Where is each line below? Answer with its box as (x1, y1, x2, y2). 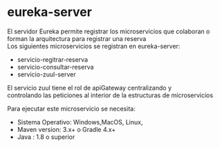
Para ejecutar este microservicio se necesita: (7, 104, 136, 113)
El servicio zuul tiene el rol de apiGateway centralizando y (7, 83, 172, 92)
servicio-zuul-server (17, 70, 76, 79)
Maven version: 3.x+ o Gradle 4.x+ (17, 125, 116, 133)
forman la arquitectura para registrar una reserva (7, 34, 147, 42)
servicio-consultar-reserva (17, 63, 94, 71)
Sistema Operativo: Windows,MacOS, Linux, (17, 117, 143, 126)
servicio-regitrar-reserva (17, 55, 89, 63)
